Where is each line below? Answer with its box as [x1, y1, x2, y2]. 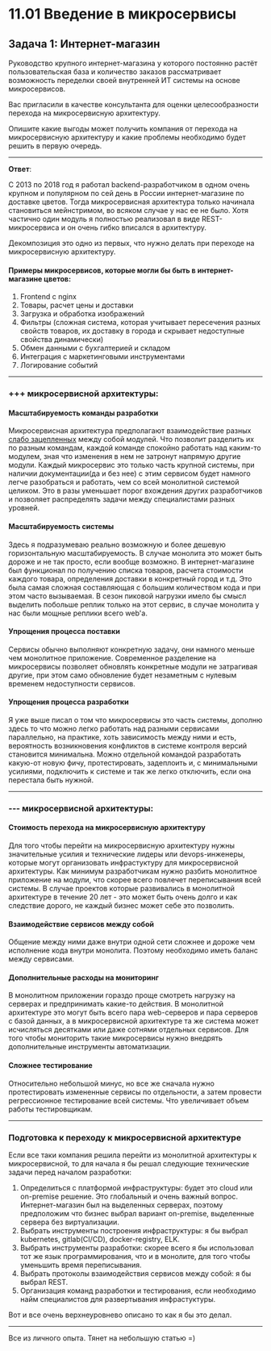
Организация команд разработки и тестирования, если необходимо [19, 1286, 256, 1295]
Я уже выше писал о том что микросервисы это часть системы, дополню [8, 715, 263, 724]
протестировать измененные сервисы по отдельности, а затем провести [8, 1086, 262, 1097]
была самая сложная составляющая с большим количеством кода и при [8, 582, 261, 592]
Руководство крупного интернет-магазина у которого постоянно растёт [8, 58, 258, 68]
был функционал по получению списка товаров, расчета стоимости [8, 565, 244, 575]
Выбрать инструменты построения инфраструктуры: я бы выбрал [19, 1225, 248, 1235]
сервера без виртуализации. [19, 1217, 119, 1227]
